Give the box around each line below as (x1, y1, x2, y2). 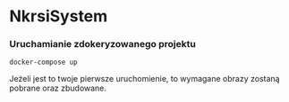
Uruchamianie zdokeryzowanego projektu (9, 38, 197, 51)
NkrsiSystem (9, 6, 108, 27)
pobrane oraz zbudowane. (9, 82, 107, 94)
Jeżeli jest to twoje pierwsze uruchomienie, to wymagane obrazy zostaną (9, 74, 280, 84)
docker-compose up (9, 58, 78, 67)
